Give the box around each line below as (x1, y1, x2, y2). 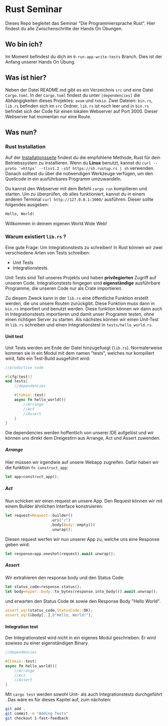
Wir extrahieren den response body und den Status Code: (5, 575, 124, 581)
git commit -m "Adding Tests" (5, 711, 69, 716)
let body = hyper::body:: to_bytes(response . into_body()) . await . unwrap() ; (5, 589, 158, 594)
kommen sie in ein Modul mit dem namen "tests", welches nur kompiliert (5, 350, 154, 356)
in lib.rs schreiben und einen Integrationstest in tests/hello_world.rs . (5, 322, 153, 328)
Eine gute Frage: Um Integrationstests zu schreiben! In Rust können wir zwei (5, 245, 163, 251)
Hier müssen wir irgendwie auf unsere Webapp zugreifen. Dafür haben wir (5, 459, 159, 465)
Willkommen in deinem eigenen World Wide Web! (5, 220, 107, 227)
